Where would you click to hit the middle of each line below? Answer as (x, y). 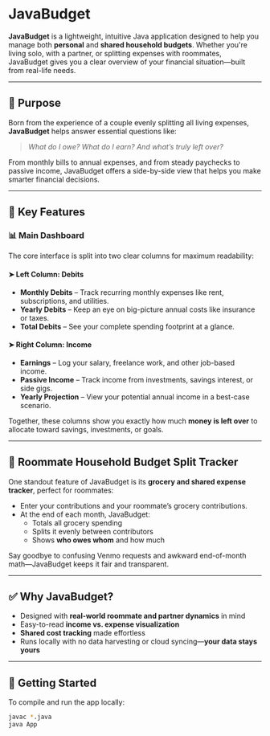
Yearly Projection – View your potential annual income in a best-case (135, 397)
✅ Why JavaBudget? (61, 597)
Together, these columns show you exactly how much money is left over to (133, 421)
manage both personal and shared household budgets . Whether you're (128, 44)
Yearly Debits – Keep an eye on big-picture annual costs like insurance (137, 309)
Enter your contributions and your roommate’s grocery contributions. (133, 505)
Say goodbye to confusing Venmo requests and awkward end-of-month (127, 555)
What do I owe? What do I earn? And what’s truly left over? (125, 146)
